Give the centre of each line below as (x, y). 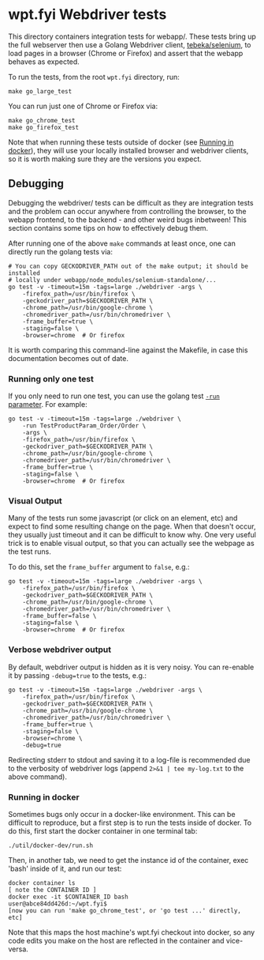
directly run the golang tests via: (60, 251)
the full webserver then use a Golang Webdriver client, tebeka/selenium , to (130, 44)
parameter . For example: (48, 405)
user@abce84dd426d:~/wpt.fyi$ (58, 904)
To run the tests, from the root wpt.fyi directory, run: (94, 77)
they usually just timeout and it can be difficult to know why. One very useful (132, 535)
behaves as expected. (44, 62)
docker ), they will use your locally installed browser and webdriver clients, (128, 150)
